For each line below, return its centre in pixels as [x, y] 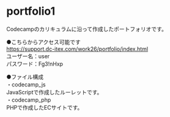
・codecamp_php [29, 100]
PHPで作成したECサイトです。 [45, 107]
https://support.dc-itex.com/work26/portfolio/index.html [77, 49]
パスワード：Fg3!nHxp [35, 64]
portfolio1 [31, 11]
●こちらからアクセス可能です [44, 42]
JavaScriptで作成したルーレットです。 [54, 92]
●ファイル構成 [25, 77]
